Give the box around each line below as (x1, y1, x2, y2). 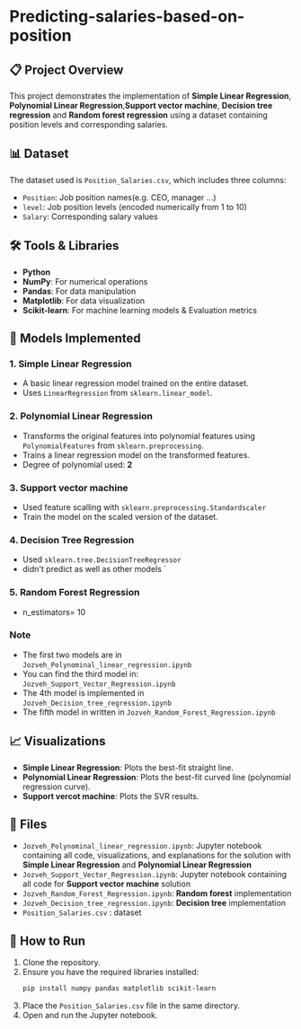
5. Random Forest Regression (9, 586, 140, 599)
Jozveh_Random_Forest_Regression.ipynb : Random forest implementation (22, 888, 292, 899)
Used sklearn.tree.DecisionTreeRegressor (22, 554, 181, 565)
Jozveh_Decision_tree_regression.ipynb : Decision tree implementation (22, 898, 287, 909)
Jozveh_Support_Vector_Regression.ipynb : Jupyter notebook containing (22, 869, 288, 880)
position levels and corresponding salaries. (9, 119, 169, 129)
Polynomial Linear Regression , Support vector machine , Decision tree (9, 101, 273, 110)
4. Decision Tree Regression (9, 533, 135, 546)
